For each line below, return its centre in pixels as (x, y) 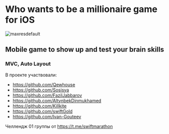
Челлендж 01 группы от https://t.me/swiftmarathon (59, 126)
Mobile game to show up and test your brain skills (85, 49)
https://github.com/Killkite (40, 106)
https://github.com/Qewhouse (44, 84)
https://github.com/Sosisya (41, 90)
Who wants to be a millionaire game (81, 9)
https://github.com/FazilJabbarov (47, 95)
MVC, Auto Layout (28, 64)
